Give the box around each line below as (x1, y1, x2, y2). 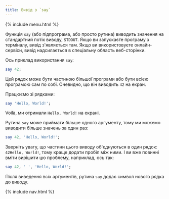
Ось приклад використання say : (5, 57, 74, 63)
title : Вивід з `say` (5, 7, 51, 13)
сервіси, (5, 47, 24, 53)
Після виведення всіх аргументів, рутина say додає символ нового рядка (5, 174, 164, 180)
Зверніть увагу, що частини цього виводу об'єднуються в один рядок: (5, 144, 158, 150)
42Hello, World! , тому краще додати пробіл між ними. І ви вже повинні (5, 150, 159, 156)
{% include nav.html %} (5, 189, 55, 195)
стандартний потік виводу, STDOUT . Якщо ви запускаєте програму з (5, 36, 149, 42)
